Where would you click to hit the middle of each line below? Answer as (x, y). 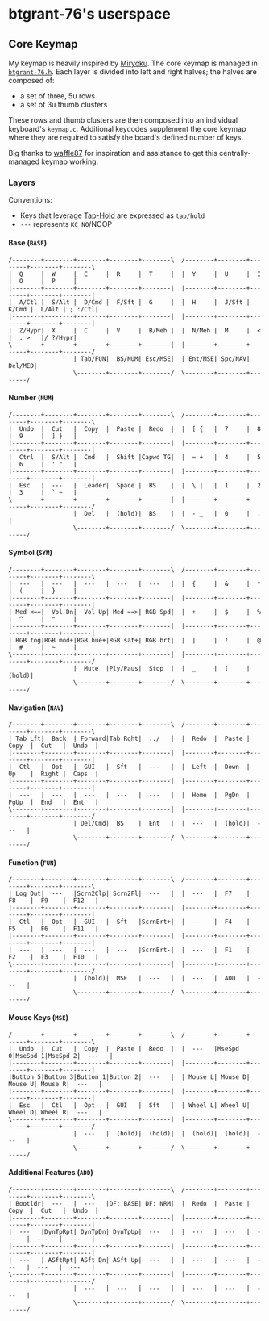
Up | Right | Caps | (54, 774)
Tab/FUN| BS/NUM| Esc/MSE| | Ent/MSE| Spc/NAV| (165, 359)
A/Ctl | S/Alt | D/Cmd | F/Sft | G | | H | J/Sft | (134, 302)
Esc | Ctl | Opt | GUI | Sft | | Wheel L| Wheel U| (134, 1105)
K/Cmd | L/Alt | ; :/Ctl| (54, 309)
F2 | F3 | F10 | (54, 957)
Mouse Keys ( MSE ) (39, 1017)
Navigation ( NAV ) (36, 708)
